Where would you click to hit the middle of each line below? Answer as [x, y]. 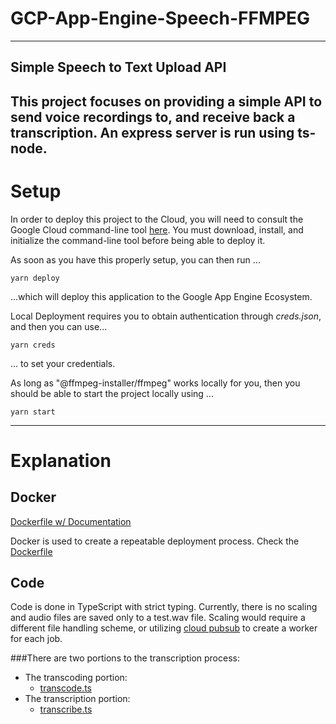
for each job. [36, 639]
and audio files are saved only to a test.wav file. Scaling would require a [158, 618]
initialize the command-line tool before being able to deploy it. [138, 240]
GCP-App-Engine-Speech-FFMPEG [160, 18]
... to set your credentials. [63, 363]
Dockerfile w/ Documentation [71, 521]
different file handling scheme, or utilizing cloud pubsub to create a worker [164, 628]
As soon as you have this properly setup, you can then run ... [135, 259]
